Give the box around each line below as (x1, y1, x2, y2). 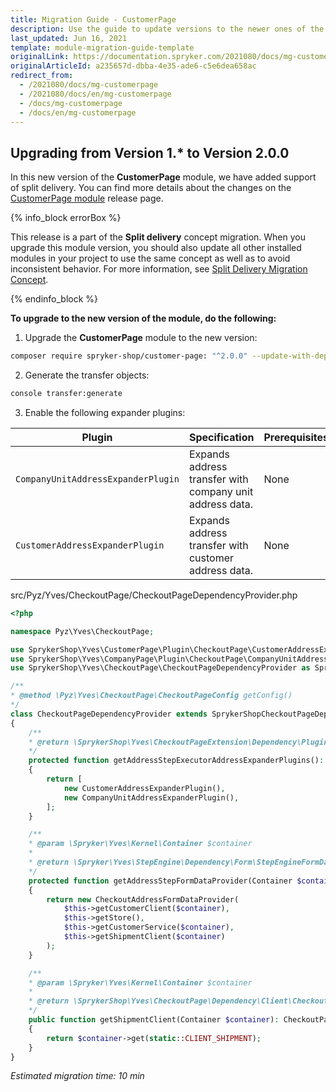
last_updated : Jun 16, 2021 (10, 33, 128, 43)
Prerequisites (263, 430, 329, 444)
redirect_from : (10, 71, 74, 81)
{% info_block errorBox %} (10, 212, 122, 224)
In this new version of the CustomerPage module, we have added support (10, 171, 317, 183)
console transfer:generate (10, 389, 123, 399)
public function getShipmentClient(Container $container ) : (28, 1015, 280, 1025)
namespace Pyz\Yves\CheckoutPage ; (10, 626, 155, 636)
